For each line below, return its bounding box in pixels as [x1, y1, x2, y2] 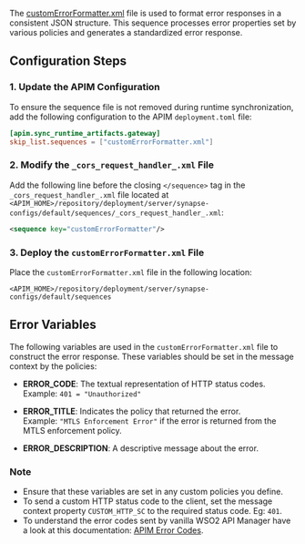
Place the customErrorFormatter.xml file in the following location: [9, 266, 252, 277]
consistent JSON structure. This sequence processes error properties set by [9, 17, 297, 28]
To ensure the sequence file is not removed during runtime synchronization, [9, 101, 294, 112]
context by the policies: [9, 360, 97, 372]
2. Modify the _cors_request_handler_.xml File [9, 159, 215, 171]
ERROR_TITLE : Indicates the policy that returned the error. [22, 405, 241, 416]
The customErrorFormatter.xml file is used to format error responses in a [9, 8, 282, 18]
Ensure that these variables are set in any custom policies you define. [22, 487, 284, 498]
